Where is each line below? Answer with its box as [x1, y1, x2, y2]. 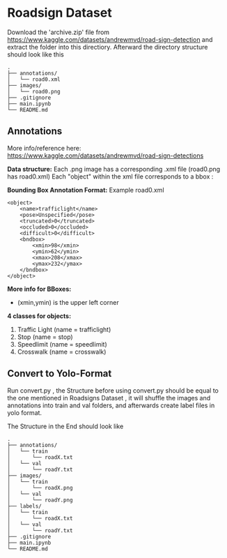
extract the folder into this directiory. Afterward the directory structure [7, 43, 208, 51]
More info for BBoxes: [7, 285, 72, 293]
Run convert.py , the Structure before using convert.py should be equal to [7, 386, 219, 395]
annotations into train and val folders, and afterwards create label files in [7, 401, 215, 409]
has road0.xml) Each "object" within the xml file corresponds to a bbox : [7, 172, 214, 181]
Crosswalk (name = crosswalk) [17, 347, 107, 356]
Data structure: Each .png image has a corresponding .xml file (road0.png [7, 165, 221, 173]
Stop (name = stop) [17, 333, 73, 341]
